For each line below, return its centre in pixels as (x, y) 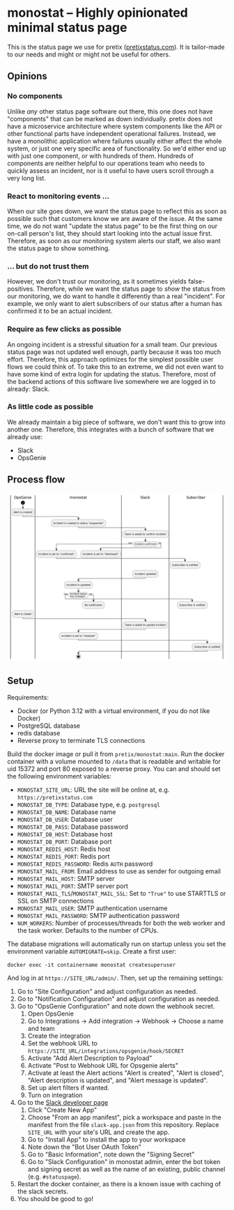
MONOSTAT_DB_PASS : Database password (73, 827)
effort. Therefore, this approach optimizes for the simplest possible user (110, 359)
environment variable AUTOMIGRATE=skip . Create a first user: (92, 951)
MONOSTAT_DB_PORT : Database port (64, 842)
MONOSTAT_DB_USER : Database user (65, 820)
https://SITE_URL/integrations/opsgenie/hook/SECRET (106, 1051)
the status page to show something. (58, 248)
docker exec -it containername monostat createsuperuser (92, 965)
